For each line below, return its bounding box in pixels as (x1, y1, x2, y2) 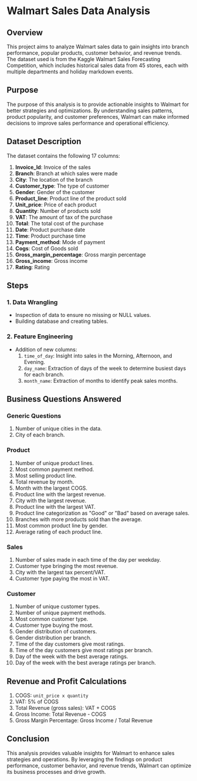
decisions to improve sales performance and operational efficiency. (6, 119, 169, 126)
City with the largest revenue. (15, 497, 87, 504)
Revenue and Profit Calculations (6, 676, 127, 686)
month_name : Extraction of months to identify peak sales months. (23, 377, 178, 384)
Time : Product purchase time (15, 232, 86, 239)
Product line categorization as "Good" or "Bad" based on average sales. (15, 509, 190, 516)
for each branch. (23, 371, 64, 378)
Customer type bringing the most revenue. (15, 562, 118, 569)
